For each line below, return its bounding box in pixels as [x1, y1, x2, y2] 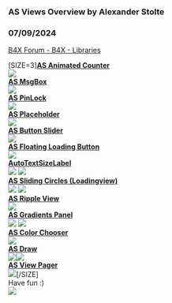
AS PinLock [8, 93, 47, 103]
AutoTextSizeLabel [8, 159, 72, 168]
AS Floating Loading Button [8, 142, 100, 151]
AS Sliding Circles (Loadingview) [8, 176, 118, 185]
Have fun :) [8, 279, 45, 288]
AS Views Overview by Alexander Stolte [8, 6, 165, 17]
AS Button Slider [8, 125, 63, 136]
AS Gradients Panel [8, 210, 73, 219]
